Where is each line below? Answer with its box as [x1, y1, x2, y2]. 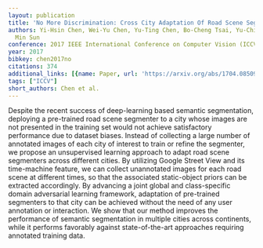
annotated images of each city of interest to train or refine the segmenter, [8, 139, 245, 149]
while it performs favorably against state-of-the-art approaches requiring [8, 223, 244, 232]
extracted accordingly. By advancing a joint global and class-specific [8, 181, 231, 191]
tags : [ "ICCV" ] [8, 77, 58, 85]
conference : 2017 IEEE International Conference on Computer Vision [8, 41, 236, 49]
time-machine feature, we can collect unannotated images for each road [8, 164, 242, 173]
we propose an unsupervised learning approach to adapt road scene [8, 148, 229, 157]
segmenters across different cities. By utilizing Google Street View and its [8, 156, 245, 166]
